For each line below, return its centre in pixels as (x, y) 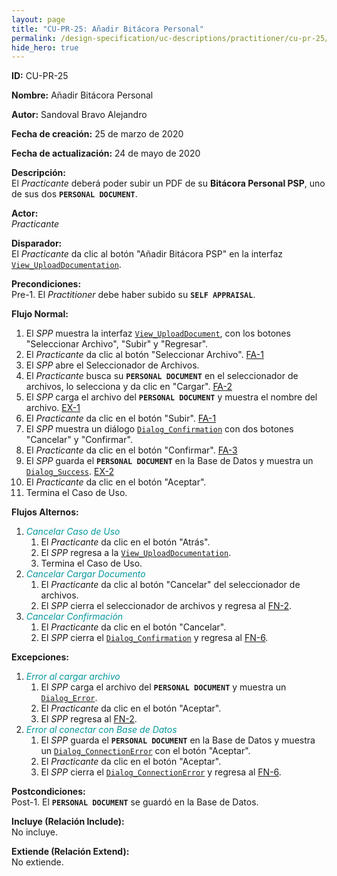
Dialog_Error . (69, 698)
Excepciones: (40, 657)
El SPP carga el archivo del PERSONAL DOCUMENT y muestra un (163, 687)
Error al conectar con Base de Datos (101, 730)
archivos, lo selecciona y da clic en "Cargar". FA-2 (129, 387)
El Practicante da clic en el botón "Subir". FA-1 (121, 418)
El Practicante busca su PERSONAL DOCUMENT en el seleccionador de (162, 376)
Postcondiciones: (48, 792)
